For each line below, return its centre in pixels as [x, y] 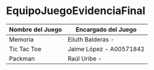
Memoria [21, 39]
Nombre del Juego [36, 29]
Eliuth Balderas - [91, 39]
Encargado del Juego [106, 29]
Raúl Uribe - [85, 58]
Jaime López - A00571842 [106, 49]
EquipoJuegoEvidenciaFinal [76, 11]
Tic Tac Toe [25, 49]
